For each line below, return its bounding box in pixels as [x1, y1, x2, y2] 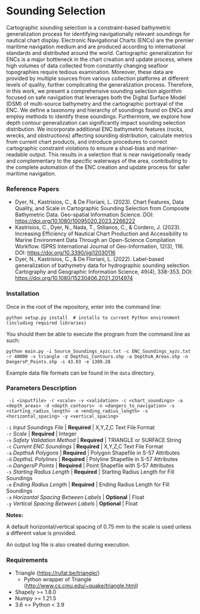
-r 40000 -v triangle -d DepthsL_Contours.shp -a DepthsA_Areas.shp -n [6, 354, 188, 360]
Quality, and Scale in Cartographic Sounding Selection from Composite [14, 205, 190, 212]
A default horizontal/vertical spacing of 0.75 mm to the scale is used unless [6, 523, 192, 530]
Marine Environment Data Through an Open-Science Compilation [14, 237, 176, 244]
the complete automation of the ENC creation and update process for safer [6, 163, 190, 171]
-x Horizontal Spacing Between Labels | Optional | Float [6, 493, 144, 501]
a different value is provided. [6, 529, 76, 536]
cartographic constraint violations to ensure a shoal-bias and [6, 145, 156, 152]
